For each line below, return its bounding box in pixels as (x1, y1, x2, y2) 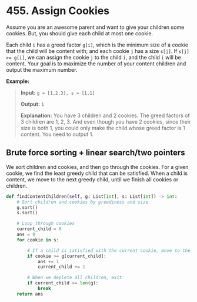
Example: (6, 78, 30, 85)
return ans (16, 291, 44, 297)
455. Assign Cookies (6, 4, 110, 18)
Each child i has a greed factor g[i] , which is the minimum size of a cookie (6, 41, 189, 48)
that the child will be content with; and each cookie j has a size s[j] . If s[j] (6, 47, 189, 54)
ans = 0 (16, 231, 35, 237)
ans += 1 (37, 258, 59, 264)
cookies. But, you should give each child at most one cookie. (6, 29, 153, 36)
